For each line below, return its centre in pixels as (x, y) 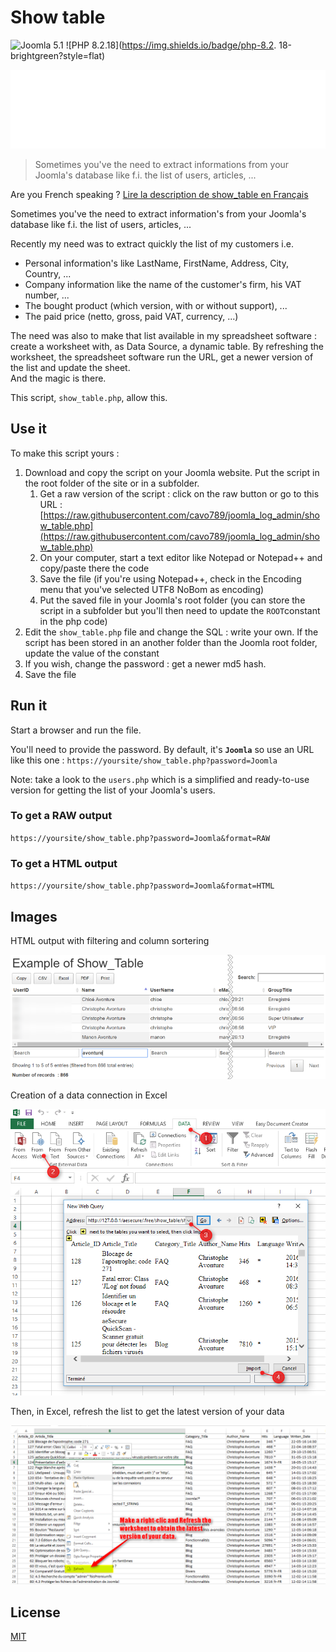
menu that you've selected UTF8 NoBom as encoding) (152, 589)
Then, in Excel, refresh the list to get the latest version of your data (147, 1412)
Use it (28, 429)
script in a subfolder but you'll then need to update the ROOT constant (180, 610)
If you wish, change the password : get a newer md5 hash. (145, 663)
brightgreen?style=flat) (58, 55)
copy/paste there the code (94, 568)
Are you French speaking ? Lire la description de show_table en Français (159, 194)
